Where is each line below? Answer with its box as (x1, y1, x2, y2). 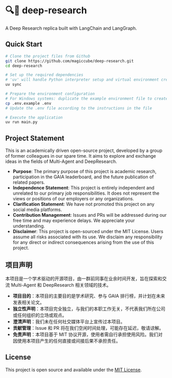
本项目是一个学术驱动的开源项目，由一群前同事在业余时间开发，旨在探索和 (5, 275, 162, 281)
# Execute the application (5, 115, 63, 120)
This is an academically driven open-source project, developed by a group (5, 147, 163, 154)
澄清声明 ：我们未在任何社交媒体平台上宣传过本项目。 (12, 318, 125, 325)
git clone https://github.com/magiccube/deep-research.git (5, 58, 134, 64)
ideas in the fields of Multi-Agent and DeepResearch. (5, 158, 117, 165)
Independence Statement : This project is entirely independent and (12, 185, 155, 191)
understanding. (12, 223, 45, 229)
